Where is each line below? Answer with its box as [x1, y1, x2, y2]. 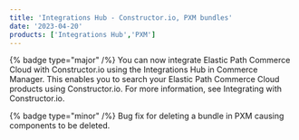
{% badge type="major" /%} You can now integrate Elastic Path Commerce [9, 55, 291, 66]
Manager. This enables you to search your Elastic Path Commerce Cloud [9, 74, 280, 85]
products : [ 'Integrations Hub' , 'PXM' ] [9, 30, 156, 39]
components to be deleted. [9, 120, 111, 131]
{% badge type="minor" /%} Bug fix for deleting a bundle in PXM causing [9, 110, 285, 122]
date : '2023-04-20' [9, 22, 83, 31]
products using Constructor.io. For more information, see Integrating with [9, 83, 283, 95]
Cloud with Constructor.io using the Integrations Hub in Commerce [9, 64, 258, 75]
